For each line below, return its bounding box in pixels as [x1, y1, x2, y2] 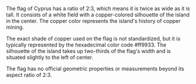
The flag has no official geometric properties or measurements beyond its [6, 65, 185, 72]
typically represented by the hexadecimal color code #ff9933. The [6, 41, 167, 48]
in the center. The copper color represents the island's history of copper [6, 18, 181, 24]
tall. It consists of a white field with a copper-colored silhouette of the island [6, 11, 190, 18]
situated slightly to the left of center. [6, 54, 93, 61]
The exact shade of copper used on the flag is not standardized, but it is [6, 35, 181, 42]
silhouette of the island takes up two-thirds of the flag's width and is [6, 48, 171, 55]
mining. [6, 23, 25, 31]
